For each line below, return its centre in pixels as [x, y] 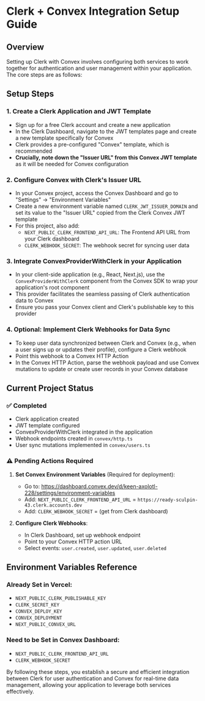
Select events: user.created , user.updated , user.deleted [95, 548]
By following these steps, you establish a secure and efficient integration [98, 672]
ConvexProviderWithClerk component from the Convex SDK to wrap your [106, 281]
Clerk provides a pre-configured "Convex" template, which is [92, 144]
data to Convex [34, 301]
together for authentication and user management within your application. [99, 68]
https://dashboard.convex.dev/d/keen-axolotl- [99, 486]
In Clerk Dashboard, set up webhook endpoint [82, 535]
